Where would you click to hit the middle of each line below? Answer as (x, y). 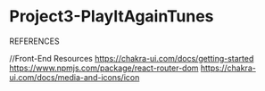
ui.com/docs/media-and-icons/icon (75, 77)
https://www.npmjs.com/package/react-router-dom (104, 68)
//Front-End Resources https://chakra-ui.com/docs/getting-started (132, 58)
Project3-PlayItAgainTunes (112, 17)
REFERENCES (34, 41)
